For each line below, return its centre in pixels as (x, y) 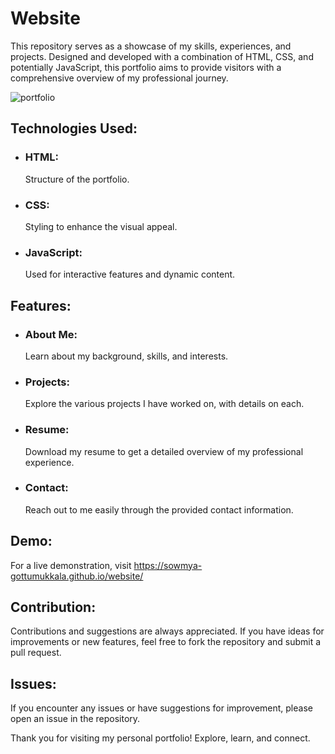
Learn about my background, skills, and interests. (126, 356)
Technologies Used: (74, 128)
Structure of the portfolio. (77, 179)
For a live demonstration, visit (71, 565)
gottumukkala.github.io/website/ (77, 576)
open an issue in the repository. (75, 719)
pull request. (36, 653)
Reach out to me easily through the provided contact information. (159, 509)
